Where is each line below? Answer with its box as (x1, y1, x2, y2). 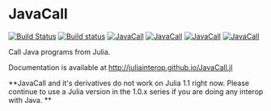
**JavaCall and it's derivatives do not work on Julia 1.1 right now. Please (8, 78, 249, 88)
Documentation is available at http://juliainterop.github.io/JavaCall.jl (8, 62, 233, 72)
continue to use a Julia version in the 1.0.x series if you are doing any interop (8, 86, 264, 97)
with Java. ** (8, 95, 52, 105)
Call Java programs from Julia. (8, 47, 111, 56)
